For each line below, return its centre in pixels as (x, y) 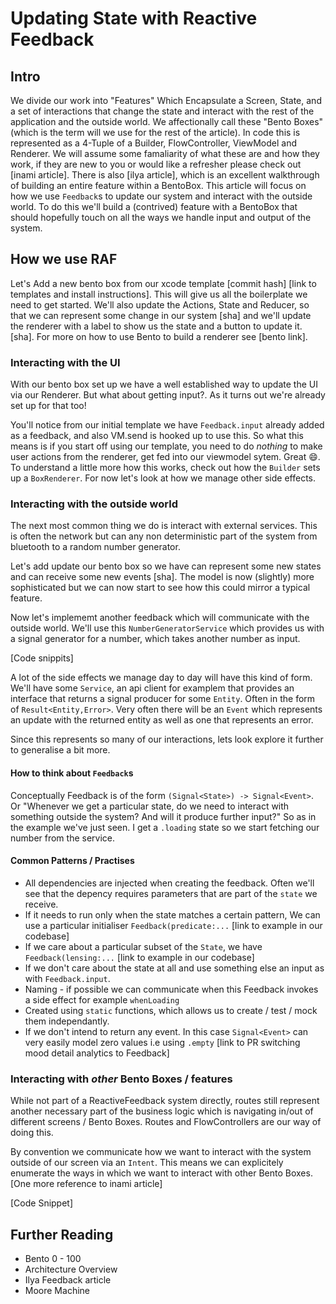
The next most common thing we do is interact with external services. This (164, 526)
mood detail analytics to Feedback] (97, 1053)
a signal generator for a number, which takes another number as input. (155, 639)
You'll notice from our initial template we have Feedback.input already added (167, 425)
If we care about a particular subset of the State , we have (143, 946)
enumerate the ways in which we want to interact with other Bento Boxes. (161, 1173)
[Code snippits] (42, 658)
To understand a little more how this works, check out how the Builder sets (165, 468)
